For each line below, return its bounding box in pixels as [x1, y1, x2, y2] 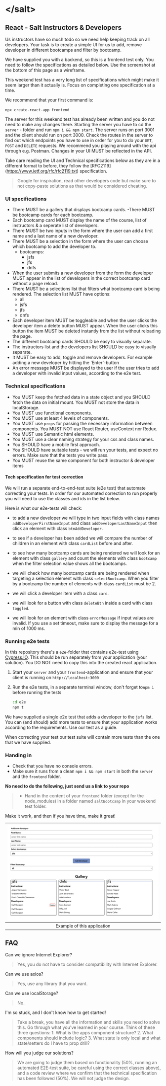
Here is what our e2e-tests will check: [5, 505, 83, 511]
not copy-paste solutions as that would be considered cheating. [17, 183, 147, 189]
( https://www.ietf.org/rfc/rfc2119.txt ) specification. [5, 168, 108, 174]
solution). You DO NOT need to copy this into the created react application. [5, 660, 158, 666]
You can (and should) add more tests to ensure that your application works [5, 719, 158, 725]
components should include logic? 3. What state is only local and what [17, 1035, 161, 1041]
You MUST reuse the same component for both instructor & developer [12, 457, 155, 463]
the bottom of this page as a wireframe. [5, 67, 85, 73]
